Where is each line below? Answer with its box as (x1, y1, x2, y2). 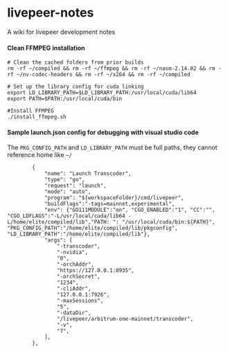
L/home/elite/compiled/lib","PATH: (7, 219, 110, 226)
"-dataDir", (56, 309, 91, 316)
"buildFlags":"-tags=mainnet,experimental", (44, 201, 175, 208)
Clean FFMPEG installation (7, 44, 85, 52)
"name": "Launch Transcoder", (44, 170, 132, 177)
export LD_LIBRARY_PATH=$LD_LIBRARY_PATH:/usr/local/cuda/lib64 (7, 89, 197, 96)
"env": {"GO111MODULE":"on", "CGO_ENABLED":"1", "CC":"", (44, 206, 216, 214)
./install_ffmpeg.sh (7, 114, 67, 120)
